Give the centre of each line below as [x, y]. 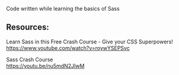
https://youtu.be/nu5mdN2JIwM [45, 65]
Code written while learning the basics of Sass [63, 9]
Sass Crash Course [30, 60]
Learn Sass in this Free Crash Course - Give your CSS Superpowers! [90, 42]
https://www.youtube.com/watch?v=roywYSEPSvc [68, 48]
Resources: [28, 27]
